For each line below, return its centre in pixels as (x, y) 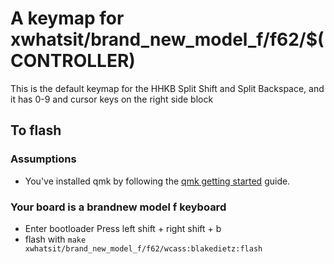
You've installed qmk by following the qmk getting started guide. (157, 181)
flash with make (55, 239)
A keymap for (67, 18)
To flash (36, 130)
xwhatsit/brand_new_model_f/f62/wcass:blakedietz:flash (143, 248)
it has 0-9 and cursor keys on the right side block (112, 99)
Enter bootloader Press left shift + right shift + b (123, 228)
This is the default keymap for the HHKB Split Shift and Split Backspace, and (167, 88)
